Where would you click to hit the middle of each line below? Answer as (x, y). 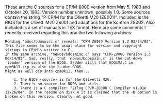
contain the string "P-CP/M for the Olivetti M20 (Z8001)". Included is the (77, 17)
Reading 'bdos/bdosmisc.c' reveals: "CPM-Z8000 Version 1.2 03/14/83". (79, 42)
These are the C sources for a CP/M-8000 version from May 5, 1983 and (78, 7)
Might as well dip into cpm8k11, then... (48, 71)
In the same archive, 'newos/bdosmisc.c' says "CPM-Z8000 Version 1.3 (78, 54)
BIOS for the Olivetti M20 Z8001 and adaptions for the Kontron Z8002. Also (80, 22)
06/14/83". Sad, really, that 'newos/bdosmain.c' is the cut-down (73, 59)
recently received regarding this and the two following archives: (69, 33)
